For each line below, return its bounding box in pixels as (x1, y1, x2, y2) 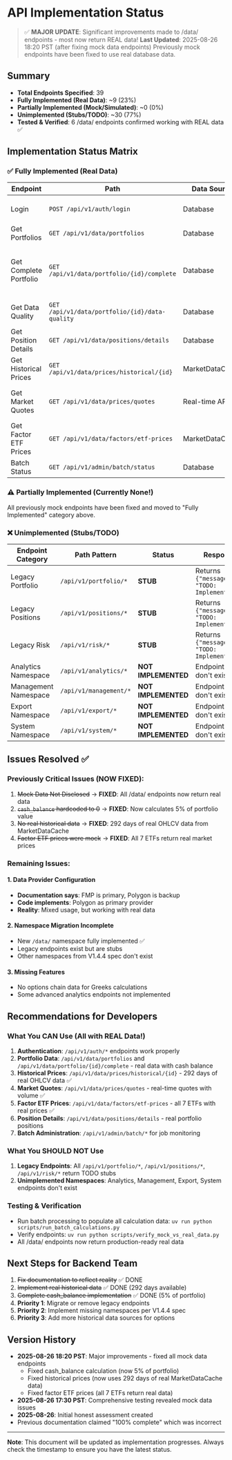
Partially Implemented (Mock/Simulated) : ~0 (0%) (17, 103, 164, 111)
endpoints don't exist (17, 1184, 78, 1192)
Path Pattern (75, 550, 117, 560)
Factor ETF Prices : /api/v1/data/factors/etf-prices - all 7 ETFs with (17, 1099, 216, 1107)
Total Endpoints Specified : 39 (17, 88, 104, 97)
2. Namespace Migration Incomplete (7, 921, 114, 930)
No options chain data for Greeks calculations (17, 983, 148, 992)
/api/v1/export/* (60, 707, 117, 715)
